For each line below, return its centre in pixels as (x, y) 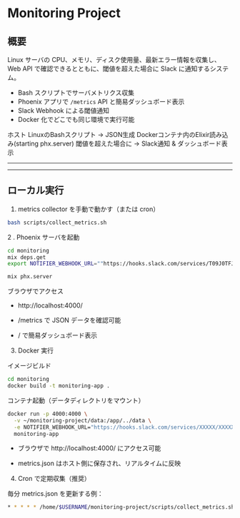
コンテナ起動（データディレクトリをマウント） (76, 400)
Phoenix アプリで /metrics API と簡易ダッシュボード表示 (101, 102)
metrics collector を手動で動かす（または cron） (88, 209)
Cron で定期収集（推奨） (54, 479)
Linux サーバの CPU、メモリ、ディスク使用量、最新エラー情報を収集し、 (114, 60)
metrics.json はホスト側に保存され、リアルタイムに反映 (99, 463)
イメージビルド (29, 366)
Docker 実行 (36, 350)
